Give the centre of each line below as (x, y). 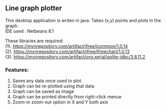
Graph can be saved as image (43, 91)
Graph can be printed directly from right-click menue (67, 97)
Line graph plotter (33, 8)
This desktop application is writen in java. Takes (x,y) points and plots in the (83, 20)
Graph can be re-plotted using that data (53, 86)
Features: (17, 70)
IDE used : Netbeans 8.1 (29, 31)
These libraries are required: (34, 41)
